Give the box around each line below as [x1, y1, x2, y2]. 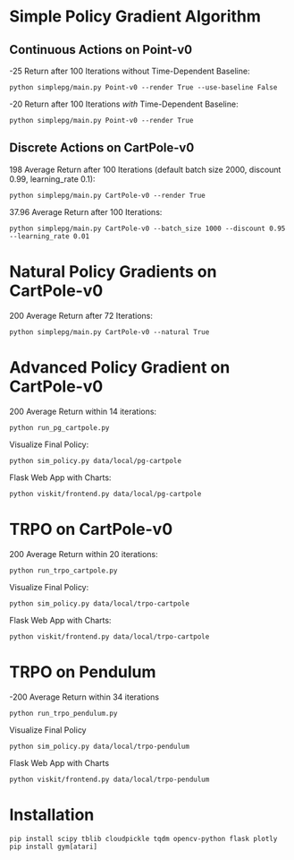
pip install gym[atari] [9, 842, 98, 851]
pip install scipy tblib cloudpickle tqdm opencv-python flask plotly [9, 834, 278, 843]
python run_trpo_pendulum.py [9, 709, 118, 718]
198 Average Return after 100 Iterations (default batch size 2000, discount [9, 164, 281, 175]
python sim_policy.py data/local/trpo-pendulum [9, 742, 190, 751]
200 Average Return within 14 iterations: [9, 406, 157, 417]
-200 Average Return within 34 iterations [9, 692, 160, 702]
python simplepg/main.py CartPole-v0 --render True [9, 191, 206, 200]
